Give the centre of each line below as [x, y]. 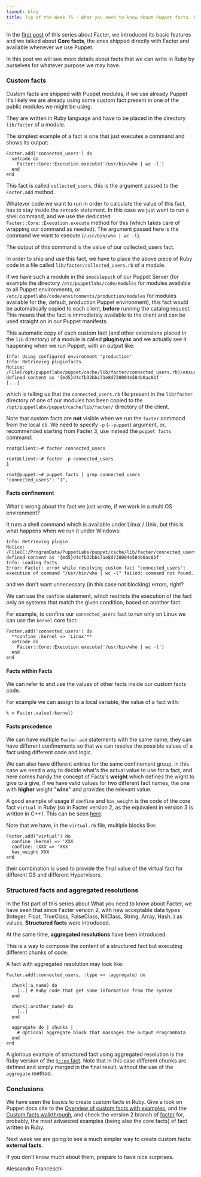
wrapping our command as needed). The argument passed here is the [93, 229]
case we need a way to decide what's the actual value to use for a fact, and [99, 770]
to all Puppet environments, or [43, 289]
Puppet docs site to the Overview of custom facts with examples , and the [97, 1108]
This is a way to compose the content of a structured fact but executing [94, 946]
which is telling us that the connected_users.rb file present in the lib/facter [100, 394]
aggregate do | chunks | [42, 1027]
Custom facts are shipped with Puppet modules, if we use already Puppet [97, 94]
